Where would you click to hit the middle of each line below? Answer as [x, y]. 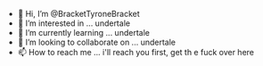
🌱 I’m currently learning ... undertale [83, 33]
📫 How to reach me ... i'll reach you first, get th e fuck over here [136, 52]
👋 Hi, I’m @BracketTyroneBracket [78, 14]
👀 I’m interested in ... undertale [74, 23]
